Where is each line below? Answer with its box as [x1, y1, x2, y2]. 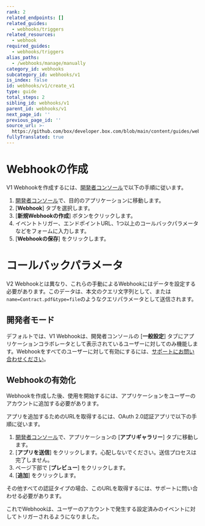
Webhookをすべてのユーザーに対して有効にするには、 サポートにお [16, 347, 184, 355]
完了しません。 [15, 456, 53, 464]
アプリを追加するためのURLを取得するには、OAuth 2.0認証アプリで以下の [6, 413, 192, 420]
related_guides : [6, 20, 48, 26]
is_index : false [6, 77, 48, 83]
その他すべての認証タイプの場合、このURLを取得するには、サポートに [6, 484, 182, 492]
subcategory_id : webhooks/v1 [6, 72, 81, 78]
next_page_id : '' [6, 111, 51, 117]
